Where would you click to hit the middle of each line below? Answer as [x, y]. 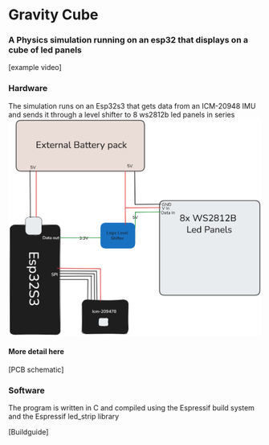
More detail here [36, 352]
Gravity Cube [53, 15]
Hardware [28, 89]
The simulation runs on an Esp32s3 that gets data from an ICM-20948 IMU [132, 105]
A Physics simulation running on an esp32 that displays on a [128, 40]
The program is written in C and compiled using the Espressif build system [132, 408]
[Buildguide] [29, 432]
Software [27, 390]
